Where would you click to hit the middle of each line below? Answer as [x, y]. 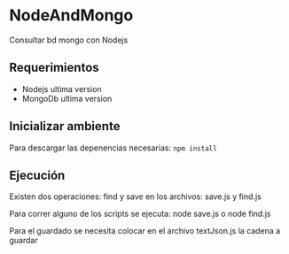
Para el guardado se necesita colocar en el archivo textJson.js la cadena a [145, 231]
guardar [23, 241]
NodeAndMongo [71, 15]
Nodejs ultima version [62, 89]
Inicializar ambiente [65, 126]
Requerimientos [54, 68]
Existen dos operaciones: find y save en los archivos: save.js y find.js [135, 196]
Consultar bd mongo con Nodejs [69, 40]
